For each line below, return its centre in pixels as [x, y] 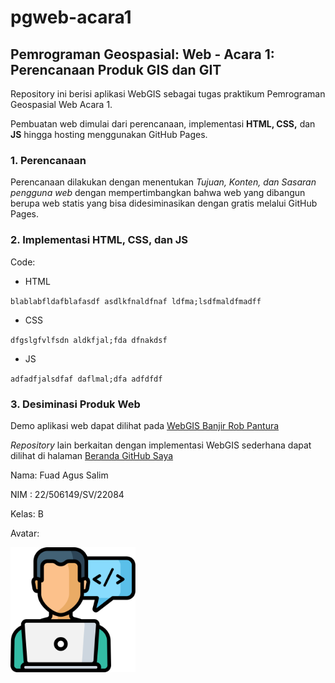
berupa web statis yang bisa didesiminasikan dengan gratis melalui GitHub [164, 203]
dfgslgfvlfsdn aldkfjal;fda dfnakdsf [89, 340]
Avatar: [25, 533]
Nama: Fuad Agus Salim [59, 475]
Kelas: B [27, 513]
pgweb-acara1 [71, 17]
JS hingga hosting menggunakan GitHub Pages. [109, 134]
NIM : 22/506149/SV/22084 [67, 494]
